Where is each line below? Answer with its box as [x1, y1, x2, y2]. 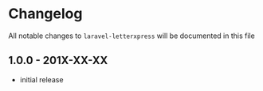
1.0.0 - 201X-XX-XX [8, 54, 108, 67]
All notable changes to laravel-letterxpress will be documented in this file [8, 31, 255, 40]
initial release [19, 74, 64, 84]
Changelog [8, 5, 83, 23]
